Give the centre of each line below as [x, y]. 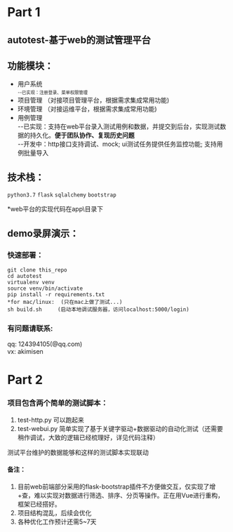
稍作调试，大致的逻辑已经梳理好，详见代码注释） [88, 437]
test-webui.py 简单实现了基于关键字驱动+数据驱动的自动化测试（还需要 [120, 428]
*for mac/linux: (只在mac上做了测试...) [65, 302]
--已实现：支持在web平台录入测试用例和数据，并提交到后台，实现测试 [119, 126]
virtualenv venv [31, 282]
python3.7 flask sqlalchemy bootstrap [62, 195]
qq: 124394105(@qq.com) [45, 344]
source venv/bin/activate [45, 288]
